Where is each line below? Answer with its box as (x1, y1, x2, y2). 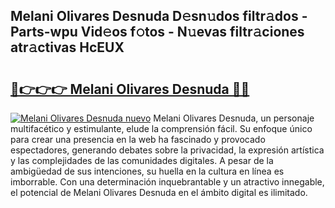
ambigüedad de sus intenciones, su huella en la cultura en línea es (10, 165, 285, 177)
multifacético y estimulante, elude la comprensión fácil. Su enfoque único (10, 123, 313, 134)
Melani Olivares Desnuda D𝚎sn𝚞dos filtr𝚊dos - (10, 8, 308, 25)
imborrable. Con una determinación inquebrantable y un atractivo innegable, (10, 176, 325, 188)
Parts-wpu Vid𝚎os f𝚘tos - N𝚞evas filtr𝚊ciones (10, 24, 305, 41)
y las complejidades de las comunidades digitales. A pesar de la (10, 155, 274, 166)
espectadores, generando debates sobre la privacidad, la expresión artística (10, 144, 325, 156)
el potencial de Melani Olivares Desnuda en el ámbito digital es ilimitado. (10, 187, 308, 198)
